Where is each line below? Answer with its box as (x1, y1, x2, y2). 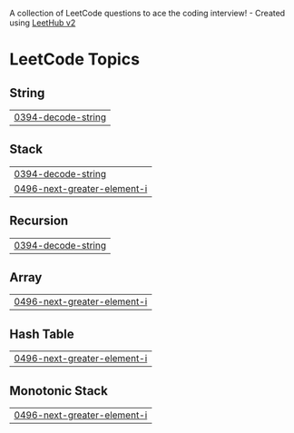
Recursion (9, 213, 69, 229)
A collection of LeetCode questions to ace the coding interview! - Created (9, 8, 286, 18)
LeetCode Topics (9, 49, 141, 70)
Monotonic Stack (9, 383, 109, 399)
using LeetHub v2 (9, 17, 76, 28)
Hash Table (9, 326, 74, 341)
